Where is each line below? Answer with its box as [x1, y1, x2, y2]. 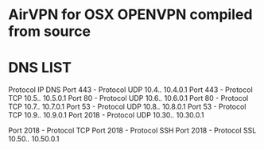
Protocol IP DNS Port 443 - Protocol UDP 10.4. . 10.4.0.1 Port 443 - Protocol [8, 85, 253, 94]
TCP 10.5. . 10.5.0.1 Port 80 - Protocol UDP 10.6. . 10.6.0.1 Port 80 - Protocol [8, 94, 249, 103]
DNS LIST [8, 59, 72, 77]
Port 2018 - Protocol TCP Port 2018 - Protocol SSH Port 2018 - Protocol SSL [8, 125, 257, 136]
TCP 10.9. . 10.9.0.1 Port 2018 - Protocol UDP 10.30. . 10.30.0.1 [8, 110, 204, 120]
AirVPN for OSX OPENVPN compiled [8, 6, 253, 24]
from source [8, 22, 91, 40]
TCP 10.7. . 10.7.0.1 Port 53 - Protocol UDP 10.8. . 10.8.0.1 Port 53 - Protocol [8, 102, 247, 112]
